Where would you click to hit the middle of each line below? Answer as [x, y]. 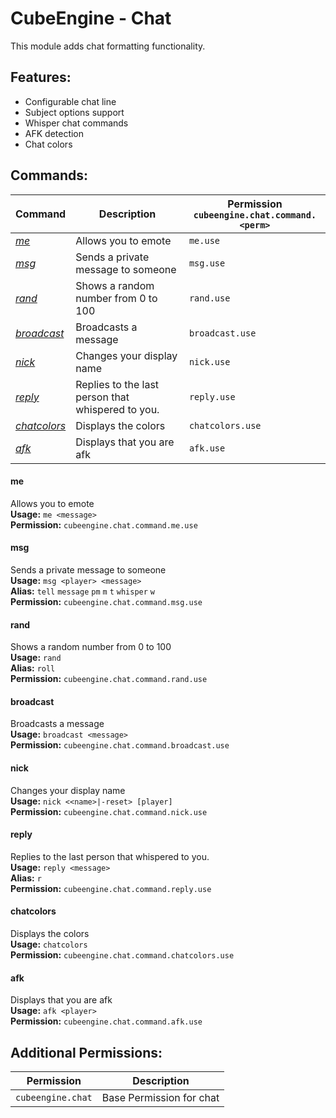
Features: [41, 77]
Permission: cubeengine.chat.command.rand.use [109, 679]
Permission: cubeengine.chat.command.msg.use [106, 601]
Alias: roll [33, 668]
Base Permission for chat [160, 1097]
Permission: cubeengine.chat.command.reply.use [111, 888]
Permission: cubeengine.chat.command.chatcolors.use [122, 954]
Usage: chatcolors [49, 944]
